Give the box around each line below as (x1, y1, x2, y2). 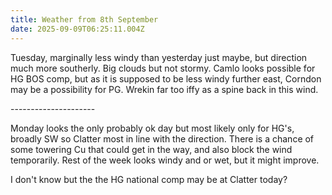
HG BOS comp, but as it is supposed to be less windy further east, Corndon (10, 72, 322, 85)
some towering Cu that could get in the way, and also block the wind (10, 143, 293, 155)
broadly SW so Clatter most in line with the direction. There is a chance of (10, 132, 315, 145)
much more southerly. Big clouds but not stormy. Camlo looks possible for (10, 62, 316, 74)
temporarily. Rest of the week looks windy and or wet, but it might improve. (10, 154, 320, 166)
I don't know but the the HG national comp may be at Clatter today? (10, 173, 288, 185)
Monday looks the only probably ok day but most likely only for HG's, (10, 122, 295, 134)
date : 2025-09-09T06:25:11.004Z (10, 24, 145, 34)
